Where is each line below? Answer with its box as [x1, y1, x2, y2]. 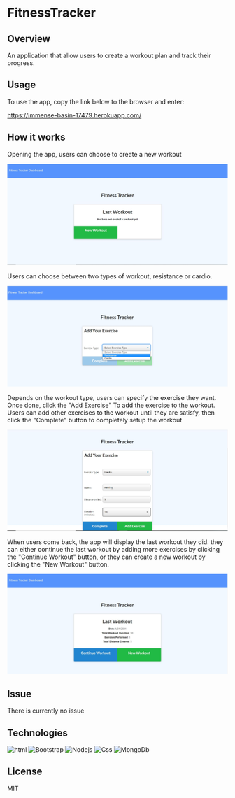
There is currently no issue [7, 706, 85, 715]
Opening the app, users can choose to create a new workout [7, 150, 182, 158]
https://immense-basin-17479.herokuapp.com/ [7, 111, 142, 120]
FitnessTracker [7, 5, 97, 21]
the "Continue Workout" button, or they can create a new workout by [7, 553, 206, 561]
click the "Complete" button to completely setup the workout [7, 416, 183, 425]
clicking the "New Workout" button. [7, 560, 110, 569]
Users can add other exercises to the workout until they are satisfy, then [7, 408, 215, 417]
